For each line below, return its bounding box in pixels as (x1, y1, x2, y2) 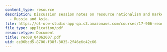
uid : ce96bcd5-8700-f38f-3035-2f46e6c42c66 (5, 40, 97, 45)
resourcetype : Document (5, 30, 55, 35)
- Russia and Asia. (9, 16, 50, 21)
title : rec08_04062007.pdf (5, 35, 61, 40)
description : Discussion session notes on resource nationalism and (5, 12, 150, 17)
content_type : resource (5, 7, 55, 12)
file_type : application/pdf (5, 26, 64, 31)
